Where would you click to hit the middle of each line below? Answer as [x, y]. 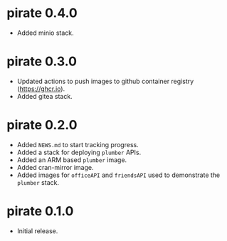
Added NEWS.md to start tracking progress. [78, 144]
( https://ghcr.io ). [41, 89]
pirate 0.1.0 [40, 211]
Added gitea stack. [44, 96]
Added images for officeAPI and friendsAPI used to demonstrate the [118, 175]
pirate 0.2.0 [42, 125]
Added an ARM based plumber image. [72, 160]
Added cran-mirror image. [55, 167]
